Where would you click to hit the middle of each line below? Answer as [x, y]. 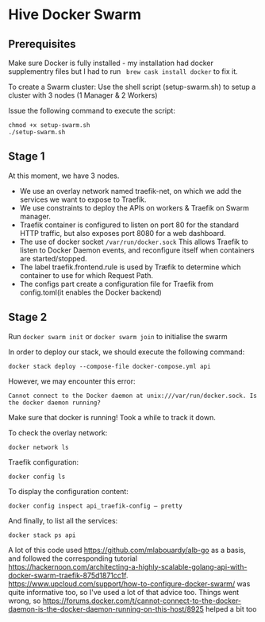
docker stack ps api [42, 535]
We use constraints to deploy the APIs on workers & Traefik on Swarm [134, 207]
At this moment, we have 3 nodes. [64, 176]
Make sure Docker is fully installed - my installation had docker [111, 63]
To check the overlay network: [58, 433]
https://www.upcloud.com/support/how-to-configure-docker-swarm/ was [129, 583]
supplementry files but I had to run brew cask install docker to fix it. [123, 71]
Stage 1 [27, 156]
